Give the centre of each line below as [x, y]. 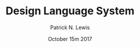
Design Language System [70, 11]
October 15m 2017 [70, 39]
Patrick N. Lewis [70, 27]
